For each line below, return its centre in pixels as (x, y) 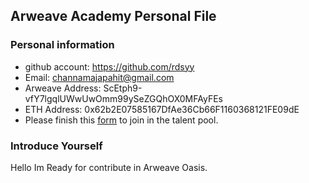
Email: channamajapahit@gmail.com (99, 77)
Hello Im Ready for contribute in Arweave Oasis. (109, 167)
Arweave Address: (63, 88)
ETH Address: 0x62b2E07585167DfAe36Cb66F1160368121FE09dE (162, 109)
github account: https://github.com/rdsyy (109, 66)
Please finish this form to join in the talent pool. (121, 120)
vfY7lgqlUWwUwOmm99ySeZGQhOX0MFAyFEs (123, 98)
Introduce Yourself (56, 146)
